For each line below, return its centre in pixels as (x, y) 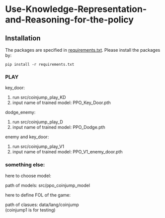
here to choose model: (28, 176)
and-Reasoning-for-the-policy (70, 20)
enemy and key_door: (27, 137)
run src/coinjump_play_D (38, 122)
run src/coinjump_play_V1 (38, 147)
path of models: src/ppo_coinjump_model (48, 185)
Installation (23, 38)
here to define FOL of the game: (38, 195)
